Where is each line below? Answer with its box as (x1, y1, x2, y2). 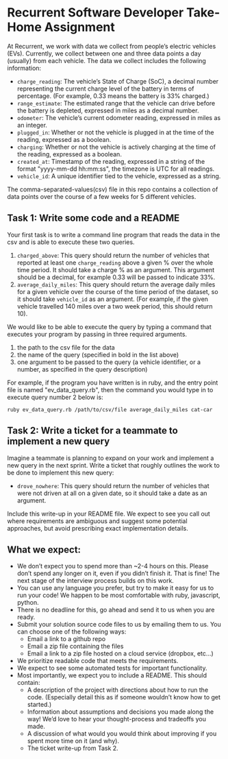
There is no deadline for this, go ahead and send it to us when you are (16, 605, 215, 614)
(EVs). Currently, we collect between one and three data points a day (7, 49, 201, 58)
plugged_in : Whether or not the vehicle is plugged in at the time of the (16, 128, 214, 136)
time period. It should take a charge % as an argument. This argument (16, 265, 214, 274)
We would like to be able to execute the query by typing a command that (7, 322, 212, 330)
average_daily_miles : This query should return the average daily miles (16, 280, 216, 289)
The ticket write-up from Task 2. (27, 744, 118, 752)
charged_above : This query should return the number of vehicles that (16, 251, 210, 259)
